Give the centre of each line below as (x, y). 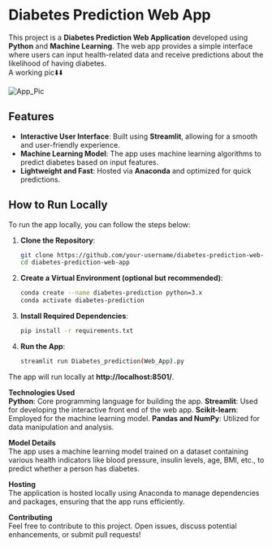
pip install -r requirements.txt (77, 331)
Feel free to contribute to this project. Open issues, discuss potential (123, 526)
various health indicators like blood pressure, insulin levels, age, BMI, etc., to (136, 459)
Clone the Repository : (58, 240)
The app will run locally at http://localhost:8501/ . (91, 377)
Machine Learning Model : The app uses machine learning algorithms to (140, 153)
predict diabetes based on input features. (89, 162)
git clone (37, 255)
